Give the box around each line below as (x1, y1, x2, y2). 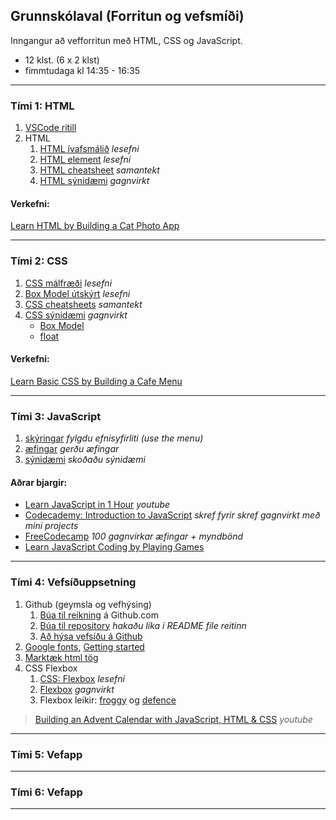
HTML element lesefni (39, 154, 132, 166)
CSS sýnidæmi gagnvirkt (24, 309, 128, 321)
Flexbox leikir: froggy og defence (39, 694, 177, 706)
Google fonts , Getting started (24, 640, 145, 653)
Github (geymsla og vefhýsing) (24, 598, 152, 610)
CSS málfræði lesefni (24, 277, 113, 289)
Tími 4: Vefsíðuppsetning (10, 575, 137, 589)
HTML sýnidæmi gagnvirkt (39, 175, 150, 187)
